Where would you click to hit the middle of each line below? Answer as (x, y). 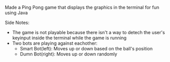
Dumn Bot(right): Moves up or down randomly (69, 54)
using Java (16, 13)
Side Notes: (17, 23)
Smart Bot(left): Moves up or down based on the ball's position (86, 49)
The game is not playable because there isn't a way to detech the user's (89, 32)
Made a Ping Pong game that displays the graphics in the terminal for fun (82, 7)
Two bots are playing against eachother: (55, 43)
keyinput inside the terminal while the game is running (69, 38)
